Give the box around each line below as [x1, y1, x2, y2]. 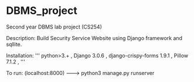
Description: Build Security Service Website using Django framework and [6, 34, 183, 41]
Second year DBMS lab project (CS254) [6, 23, 103, 30]
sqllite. [6, 41, 22, 48]
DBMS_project [6, 4, 77, 17]
